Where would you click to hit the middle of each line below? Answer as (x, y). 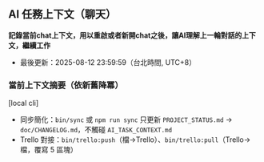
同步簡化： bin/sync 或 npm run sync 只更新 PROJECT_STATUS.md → (126, 119)
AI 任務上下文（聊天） (62, 14)
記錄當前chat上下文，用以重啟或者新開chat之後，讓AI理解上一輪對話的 (125, 35)
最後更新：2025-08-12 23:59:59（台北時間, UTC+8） (108, 62)
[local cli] (24, 103)
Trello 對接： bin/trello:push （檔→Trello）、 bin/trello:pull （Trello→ (135, 140)
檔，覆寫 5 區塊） (48, 150)
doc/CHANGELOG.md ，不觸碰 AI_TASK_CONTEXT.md (96, 130)
